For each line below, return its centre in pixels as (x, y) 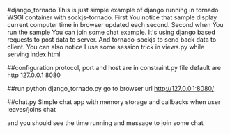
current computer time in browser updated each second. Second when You (116, 25)
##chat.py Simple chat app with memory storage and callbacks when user (114, 102)
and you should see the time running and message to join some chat (105, 123)
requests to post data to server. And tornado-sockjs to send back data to (112, 40)
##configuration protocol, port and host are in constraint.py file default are (114, 68)
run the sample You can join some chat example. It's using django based (112, 32)
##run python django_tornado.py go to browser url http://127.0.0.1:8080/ (111, 89)
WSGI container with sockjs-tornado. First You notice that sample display (112, 17)
